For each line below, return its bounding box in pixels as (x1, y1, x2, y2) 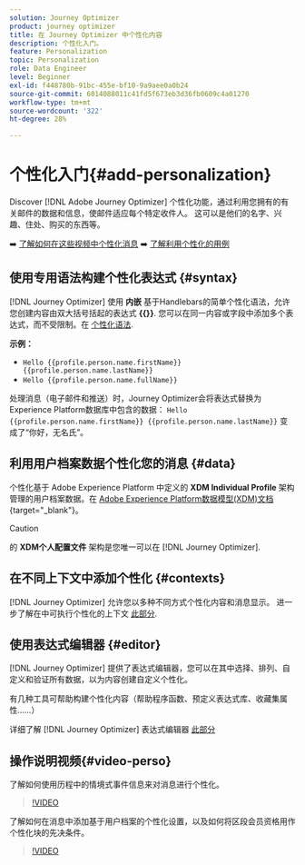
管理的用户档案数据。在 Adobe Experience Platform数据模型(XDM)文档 (9, 492, 274, 504)
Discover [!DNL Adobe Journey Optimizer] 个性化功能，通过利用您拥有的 (9, 196, 281, 207)
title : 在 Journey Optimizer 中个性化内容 (9, 30, 163, 39)
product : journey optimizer (9, 22, 116, 31)
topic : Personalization (9, 55, 100, 65)
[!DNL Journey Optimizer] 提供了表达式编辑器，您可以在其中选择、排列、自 (9, 662, 290, 673)
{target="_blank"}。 (9, 504, 84, 515)
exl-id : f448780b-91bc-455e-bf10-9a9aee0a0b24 (9, 81, 189, 90)
